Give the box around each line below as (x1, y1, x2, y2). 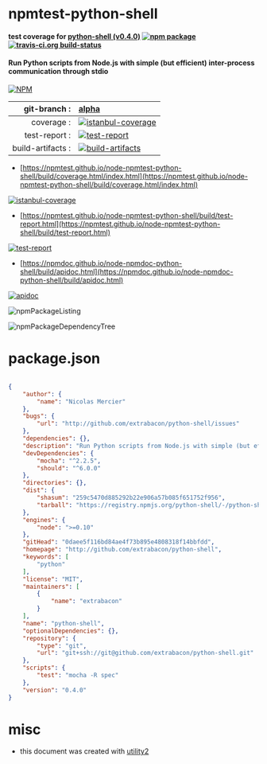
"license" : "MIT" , (22, 575, 83, 583)
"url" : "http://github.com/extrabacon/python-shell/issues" (37, 419, 240, 428)
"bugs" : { (22, 412, 56, 420)
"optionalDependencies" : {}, (22, 626, 119, 635)
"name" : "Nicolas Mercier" (37, 397, 126, 406)
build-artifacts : (12, 142, 72, 154)
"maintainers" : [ (22, 583, 80, 591)
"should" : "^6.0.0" (37, 464, 102, 472)
